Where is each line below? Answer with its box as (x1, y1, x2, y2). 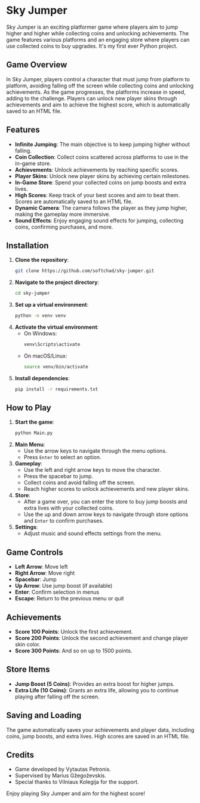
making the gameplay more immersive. (14, 210, 110, 218)
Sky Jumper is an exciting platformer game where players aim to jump (6, 23, 178, 30)
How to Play (6, 403, 52, 413)
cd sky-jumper (14, 291, 50, 297)
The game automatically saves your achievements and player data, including (6, 726, 195, 733)
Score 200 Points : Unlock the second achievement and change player (14, 634, 189, 642)
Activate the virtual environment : (14, 323, 99, 331)
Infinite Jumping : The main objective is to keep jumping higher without (14, 141, 190, 148)
